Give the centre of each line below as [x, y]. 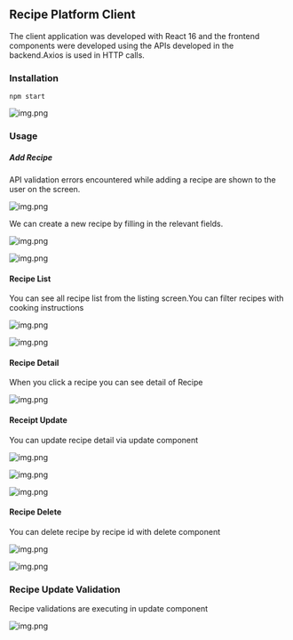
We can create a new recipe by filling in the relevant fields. [116, 223]
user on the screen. [45, 189]
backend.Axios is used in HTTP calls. [77, 55]
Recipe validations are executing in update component [109, 609]
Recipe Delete [36, 512]
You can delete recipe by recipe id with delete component [115, 531]
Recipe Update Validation [65, 589]
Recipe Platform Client [72, 15]
